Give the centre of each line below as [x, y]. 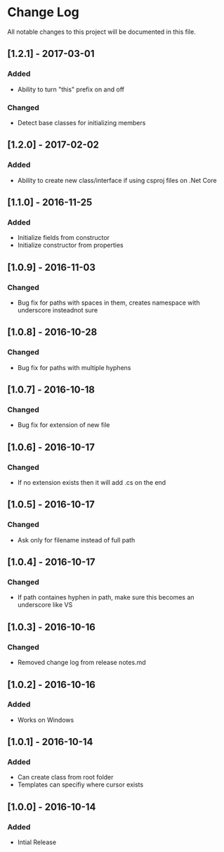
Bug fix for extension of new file [64, 425]
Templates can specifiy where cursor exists [80, 784]
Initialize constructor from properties [71, 245]
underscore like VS [45, 605]
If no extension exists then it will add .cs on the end [92, 483]
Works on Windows [46, 720]
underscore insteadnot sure [58, 310]
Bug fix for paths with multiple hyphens [74, 367]
